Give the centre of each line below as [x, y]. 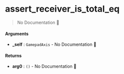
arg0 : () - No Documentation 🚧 [44, 66]
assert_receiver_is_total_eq [62, 9]
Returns [13, 55]
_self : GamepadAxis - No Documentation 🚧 [54, 44]
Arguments [17, 34]
